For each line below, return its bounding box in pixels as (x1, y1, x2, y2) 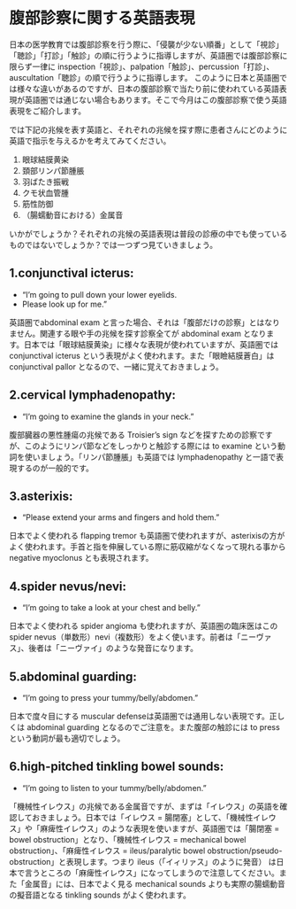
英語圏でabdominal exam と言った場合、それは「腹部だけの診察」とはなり (9, 316, 281, 328)
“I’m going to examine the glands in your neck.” (21, 411, 194, 422)
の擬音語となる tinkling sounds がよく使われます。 (9, 890, 192, 900)
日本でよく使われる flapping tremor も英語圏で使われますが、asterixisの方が (9, 531, 285, 541)
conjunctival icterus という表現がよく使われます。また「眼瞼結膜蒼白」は (9, 350, 275, 361)
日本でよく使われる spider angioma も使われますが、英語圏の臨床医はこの (9, 621, 278, 632)
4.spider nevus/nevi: (9, 579, 126, 594)
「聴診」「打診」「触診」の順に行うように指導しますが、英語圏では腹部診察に (9, 50, 288, 60)
